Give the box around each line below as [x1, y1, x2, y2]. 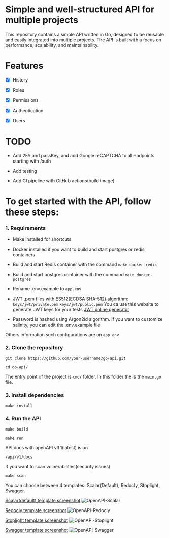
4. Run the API [5, 415, 41, 422]
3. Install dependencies [5, 391, 64, 398]
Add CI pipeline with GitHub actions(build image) [12, 178, 115, 184]
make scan [5, 473, 26, 478]
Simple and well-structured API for [5, 4, 155, 15]
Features [5, 60, 44, 72]
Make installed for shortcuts [12, 236, 72, 243]
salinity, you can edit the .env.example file [12, 321, 100, 328]
